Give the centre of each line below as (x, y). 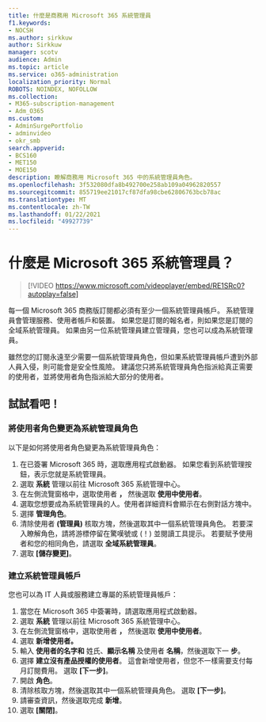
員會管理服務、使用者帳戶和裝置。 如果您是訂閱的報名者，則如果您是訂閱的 (131, 321)
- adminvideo (30, 133)
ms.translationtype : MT (47, 199)
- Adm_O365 (26, 112)
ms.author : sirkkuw (40, 38)
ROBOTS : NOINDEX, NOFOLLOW (53, 89)
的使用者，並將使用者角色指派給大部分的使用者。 (88, 377)
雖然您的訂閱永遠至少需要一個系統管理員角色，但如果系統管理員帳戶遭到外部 (133, 357)
